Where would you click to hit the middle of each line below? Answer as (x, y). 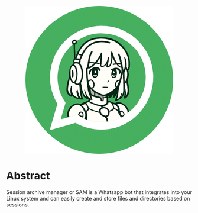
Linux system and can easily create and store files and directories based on (98, 198)
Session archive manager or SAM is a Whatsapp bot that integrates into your (99, 192)
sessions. (18, 205)
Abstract (28, 176)
